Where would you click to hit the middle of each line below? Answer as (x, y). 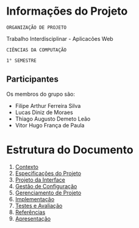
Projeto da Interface (40, 180)
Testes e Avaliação (39, 205)
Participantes (33, 80)
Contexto (27, 166)
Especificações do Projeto (48, 173)
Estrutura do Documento (70, 150)
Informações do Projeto (67, 11)
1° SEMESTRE (21, 60)
